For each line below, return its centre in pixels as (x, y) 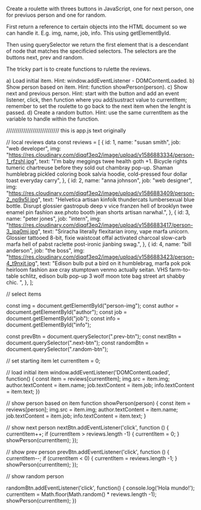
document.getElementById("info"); (49, 325)
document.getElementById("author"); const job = (67, 312)
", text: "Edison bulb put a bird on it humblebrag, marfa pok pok (113, 263)
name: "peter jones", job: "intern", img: (54, 219)
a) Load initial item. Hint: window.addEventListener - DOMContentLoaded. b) (100, 81)
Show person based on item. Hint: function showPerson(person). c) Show (97, 87)
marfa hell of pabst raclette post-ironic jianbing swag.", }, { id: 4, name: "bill (99, 244)
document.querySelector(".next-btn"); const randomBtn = (77, 343)
